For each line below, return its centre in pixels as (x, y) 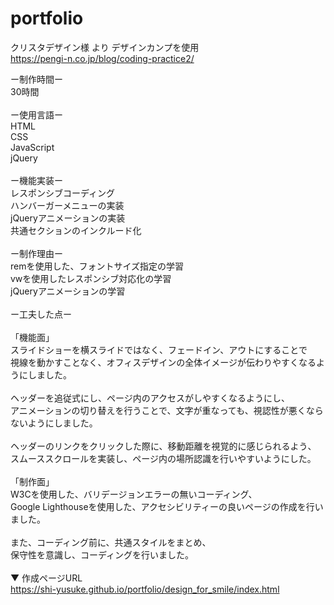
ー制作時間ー (36, 79)
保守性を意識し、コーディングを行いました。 (102, 554)
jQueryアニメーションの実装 (68, 218)
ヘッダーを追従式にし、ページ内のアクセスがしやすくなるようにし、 (150, 398)
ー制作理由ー (36, 253)
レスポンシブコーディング (63, 193)
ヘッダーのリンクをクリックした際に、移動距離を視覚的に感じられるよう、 (163, 446)
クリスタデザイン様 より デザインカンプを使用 (105, 47)
